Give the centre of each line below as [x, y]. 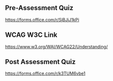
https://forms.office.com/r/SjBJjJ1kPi [42, 19]
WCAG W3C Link [31, 35]
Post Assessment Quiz [40, 62]
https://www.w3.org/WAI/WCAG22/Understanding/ [56, 47]
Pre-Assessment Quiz [39, 8]
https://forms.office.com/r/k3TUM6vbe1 [45, 73]
